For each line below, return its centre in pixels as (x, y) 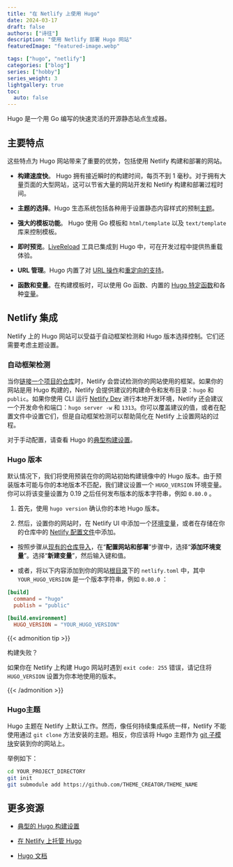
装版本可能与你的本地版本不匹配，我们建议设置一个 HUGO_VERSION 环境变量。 (116, 485)
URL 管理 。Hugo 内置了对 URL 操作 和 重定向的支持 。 (92, 270)
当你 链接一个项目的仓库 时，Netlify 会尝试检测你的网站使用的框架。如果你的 (115, 381)
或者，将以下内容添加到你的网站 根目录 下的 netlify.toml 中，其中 (111, 571)
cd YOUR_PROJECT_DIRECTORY (46, 772)
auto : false (31, 98)
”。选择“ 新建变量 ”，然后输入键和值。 (77, 556)
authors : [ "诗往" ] (33, 33)
